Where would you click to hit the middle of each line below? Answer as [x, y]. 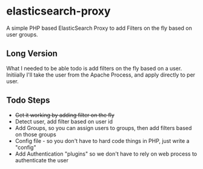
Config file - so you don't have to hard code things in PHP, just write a [102, 140]
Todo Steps [28, 101]
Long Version [32, 54]
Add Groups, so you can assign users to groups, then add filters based [103, 128]
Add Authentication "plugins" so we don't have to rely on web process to [106, 154]
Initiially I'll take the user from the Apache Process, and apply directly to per [101, 75]
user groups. [22, 34]
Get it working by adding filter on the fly [65, 115]
